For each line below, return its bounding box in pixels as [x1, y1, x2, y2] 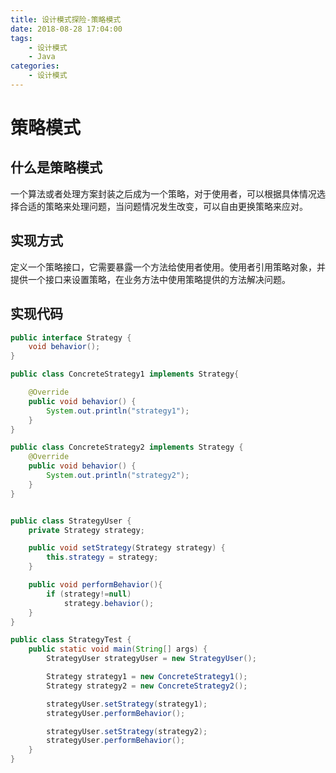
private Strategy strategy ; [28, 525, 145, 535]
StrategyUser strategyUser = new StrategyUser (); [46, 654, 257, 664]
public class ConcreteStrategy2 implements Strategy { [10, 442, 244, 453]
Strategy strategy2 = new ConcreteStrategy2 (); [46, 681, 248, 691]
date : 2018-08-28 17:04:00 [10, 24, 123, 34]
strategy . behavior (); [63, 598, 155, 608]
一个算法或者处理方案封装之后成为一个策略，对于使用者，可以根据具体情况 [10, 187, 317, 200]
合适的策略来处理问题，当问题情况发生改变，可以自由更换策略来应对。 [18, 200, 308, 212]
